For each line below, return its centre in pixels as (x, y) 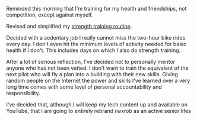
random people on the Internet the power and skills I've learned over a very (98, 80)
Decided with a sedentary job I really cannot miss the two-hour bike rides (96, 38)
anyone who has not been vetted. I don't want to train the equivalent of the (97, 68)
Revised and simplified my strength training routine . (69, 26)
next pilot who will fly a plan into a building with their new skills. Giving (92, 74)
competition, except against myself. (50, 15)
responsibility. (23, 93)
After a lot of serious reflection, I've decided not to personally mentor (91, 62)
